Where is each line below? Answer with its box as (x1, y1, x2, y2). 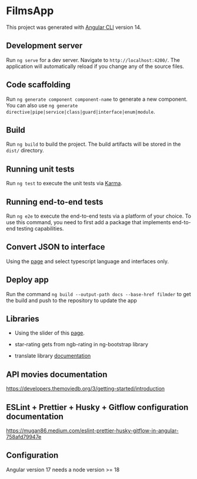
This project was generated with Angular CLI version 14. (6, 24, 142, 31)
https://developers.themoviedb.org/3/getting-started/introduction (6, 385, 165, 392)
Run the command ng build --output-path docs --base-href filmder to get (6, 290, 191, 297)
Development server (6, 41, 83, 51)
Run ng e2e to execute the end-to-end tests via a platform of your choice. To (6, 212, 192, 219)
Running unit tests (6, 164, 75, 174)
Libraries (6, 314, 39, 324)
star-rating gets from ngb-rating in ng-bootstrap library (14, 341, 149, 348)
